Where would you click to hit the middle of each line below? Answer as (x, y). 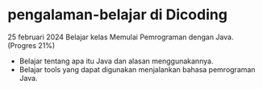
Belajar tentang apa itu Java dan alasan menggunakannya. (116, 61)
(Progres (22, 45)
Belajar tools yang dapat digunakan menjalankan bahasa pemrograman (137, 69)
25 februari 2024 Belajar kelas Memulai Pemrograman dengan (111, 37)
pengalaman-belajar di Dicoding (117, 15)
